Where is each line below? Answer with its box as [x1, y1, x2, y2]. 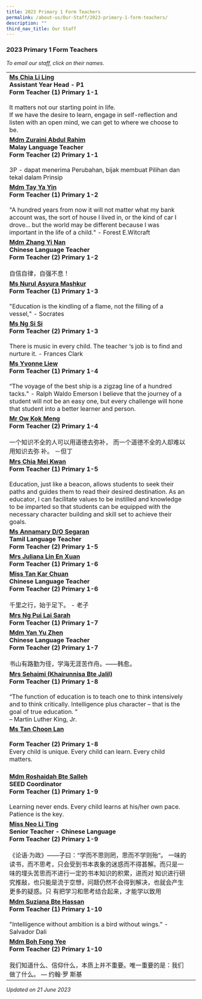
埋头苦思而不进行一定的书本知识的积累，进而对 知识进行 [21, 869, 180, 877]
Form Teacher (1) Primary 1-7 [9, 619, 99, 627]
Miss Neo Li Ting [9, 819, 59, 828]
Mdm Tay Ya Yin [9, 183, 57, 191]
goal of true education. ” [9, 707, 78, 716]
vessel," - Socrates [9, 309, 64, 318]
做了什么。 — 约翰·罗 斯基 [9, 970, 82, 979]
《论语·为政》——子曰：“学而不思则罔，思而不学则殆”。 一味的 [9, 851, 187, 859]
